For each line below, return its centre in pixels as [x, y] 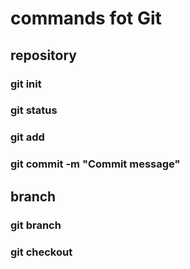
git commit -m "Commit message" [95, 164]
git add [27, 137]
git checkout [41, 252]
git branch [36, 225]
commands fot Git [86, 18]
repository [44, 55]
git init [26, 84]
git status [34, 110]
